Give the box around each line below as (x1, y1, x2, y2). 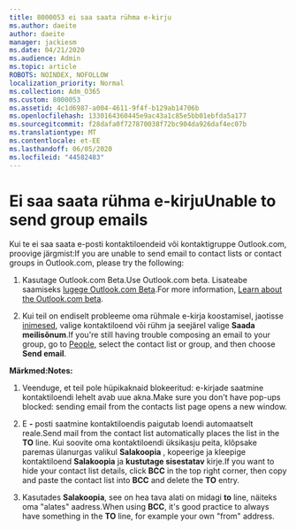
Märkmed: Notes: (9, 365, 73, 376)
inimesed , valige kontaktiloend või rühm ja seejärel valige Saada (21, 320, 255, 331)
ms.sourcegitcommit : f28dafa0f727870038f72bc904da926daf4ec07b (9, 120, 247, 129)
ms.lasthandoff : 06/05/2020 (9, 144, 113, 153)
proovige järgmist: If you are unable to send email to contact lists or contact (9, 249, 283, 259)
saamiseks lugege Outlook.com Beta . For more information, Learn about (21, 284, 283, 295)
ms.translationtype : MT (9, 128, 97, 137)
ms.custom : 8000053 (9, 95, 81, 104)
